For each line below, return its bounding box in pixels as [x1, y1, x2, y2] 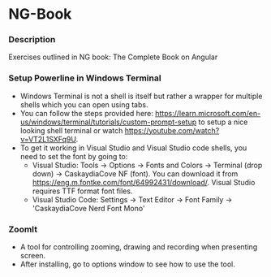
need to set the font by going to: [19, 151, 128, 161]
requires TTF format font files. [32, 186, 133, 196]
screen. [19, 251, 46, 261]
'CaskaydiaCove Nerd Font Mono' [32, 203, 145, 213]
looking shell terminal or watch [19, 125, 123, 135]
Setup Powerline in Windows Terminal [8, 72, 161, 84]
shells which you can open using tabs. [19, 99, 148, 110]
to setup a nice [198, 117, 248, 127]
